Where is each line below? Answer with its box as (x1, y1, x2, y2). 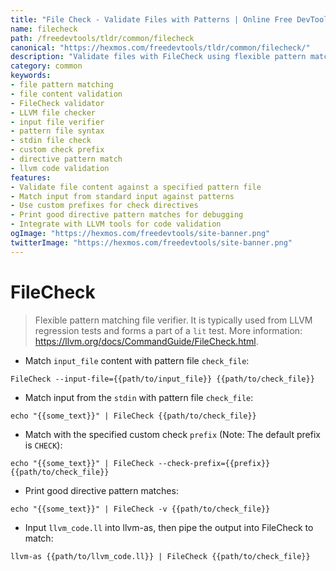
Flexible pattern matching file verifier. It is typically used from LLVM (34, 314, 313, 326)
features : (10, 172, 52, 183)
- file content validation (10, 89, 123, 99)
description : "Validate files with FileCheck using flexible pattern (10, 52, 307, 62)
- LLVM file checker (10, 107, 97, 118)
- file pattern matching (10, 80, 114, 90)
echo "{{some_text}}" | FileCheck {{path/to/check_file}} (10, 411, 257, 421)
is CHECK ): (24, 439, 63, 451)
